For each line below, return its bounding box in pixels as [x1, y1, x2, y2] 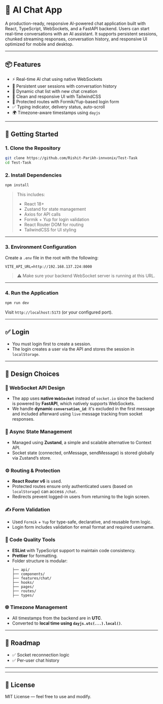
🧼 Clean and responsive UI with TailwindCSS [12, 93, 101, 99]
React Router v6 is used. [12, 478, 62, 484]
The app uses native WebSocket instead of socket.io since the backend [12, 395, 154, 401]
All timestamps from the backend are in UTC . [12, 615, 102, 621]
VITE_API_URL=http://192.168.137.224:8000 [5, 264, 92, 269]
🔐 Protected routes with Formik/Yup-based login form [12, 98, 120, 104]
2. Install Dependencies [5, 172, 62, 179]
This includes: [16, 192, 45, 198]
